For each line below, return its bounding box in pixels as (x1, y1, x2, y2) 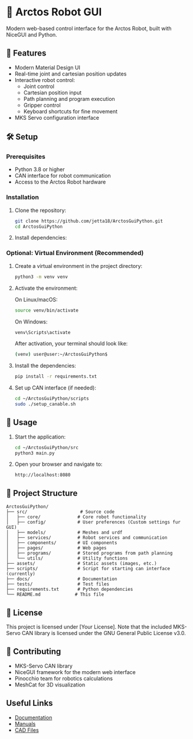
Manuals (14, 720, 36, 727)
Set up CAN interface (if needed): (14, 384, 96, 391)
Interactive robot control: (14, 76, 76, 83)
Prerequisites (6, 153, 45, 161)
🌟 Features (6, 48, 47, 58)
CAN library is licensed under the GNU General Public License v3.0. (21, 630, 186, 637)
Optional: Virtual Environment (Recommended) (6, 249, 144, 257)
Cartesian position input (23, 89, 82, 96)
